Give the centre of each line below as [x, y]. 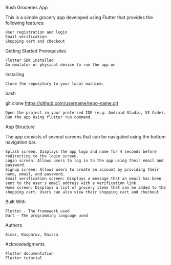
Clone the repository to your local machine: [55, 84]
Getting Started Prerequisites [36, 51]
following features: [25, 23]
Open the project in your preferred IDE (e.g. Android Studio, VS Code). [86, 113]
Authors [14, 225]
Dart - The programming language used [47, 216]
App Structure [20, 127]
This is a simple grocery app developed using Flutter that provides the [79, 17]
